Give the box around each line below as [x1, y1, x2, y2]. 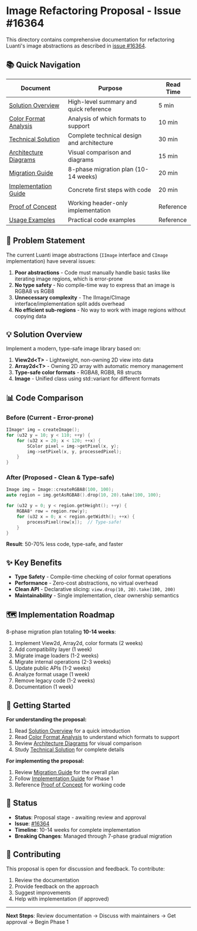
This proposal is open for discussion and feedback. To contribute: [6, 865, 165, 872]
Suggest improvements [14, 889, 71, 896]
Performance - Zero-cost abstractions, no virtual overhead [14, 579, 158, 586]
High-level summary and [67, 97, 137, 106]
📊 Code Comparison [6, 393, 84, 403]
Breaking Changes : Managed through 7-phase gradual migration [14, 832, 172, 839]
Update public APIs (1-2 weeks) [14, 664, 91, 672]
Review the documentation [14, 876, 80, 883]
